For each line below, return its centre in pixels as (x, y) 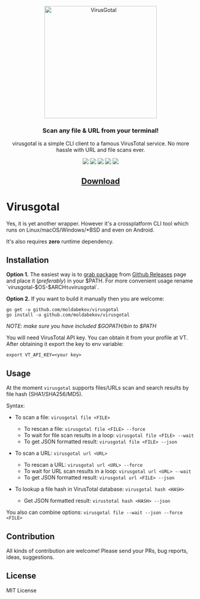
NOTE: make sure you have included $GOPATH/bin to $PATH (81, 326)
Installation (28, 260)
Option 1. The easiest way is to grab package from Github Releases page (96, 275)
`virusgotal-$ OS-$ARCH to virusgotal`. (53, 287)
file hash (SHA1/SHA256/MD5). (45, 394)
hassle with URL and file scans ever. (101, 150)
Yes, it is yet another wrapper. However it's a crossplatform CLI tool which (97, 223)
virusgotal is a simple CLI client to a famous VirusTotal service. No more (101, 144)
